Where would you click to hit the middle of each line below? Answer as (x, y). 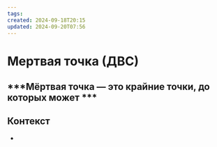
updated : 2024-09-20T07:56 (46, 26)
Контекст (29, 122)
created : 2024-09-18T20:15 (46, 20)
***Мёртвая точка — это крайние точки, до (109, 87)
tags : (15, 14)
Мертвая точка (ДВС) (73, 61)
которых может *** (52, 97)
